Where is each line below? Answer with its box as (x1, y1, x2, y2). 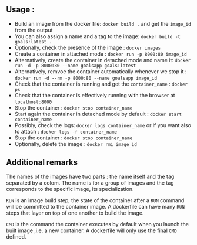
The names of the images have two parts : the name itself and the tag (6, 173, 175, 180)
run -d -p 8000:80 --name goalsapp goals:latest (14, 63, 136, 69)
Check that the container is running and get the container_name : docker (14, 80, 188, 87)
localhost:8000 (14, 99, 52, 105)
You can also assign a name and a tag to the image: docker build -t (14, 32, 181, 40)
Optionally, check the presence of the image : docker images (14, 44, 161, 51)
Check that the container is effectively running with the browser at (14, 91, 175, 98)
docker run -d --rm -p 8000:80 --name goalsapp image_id (14, 75, 158, 81)
